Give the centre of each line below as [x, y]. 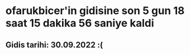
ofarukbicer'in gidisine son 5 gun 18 [95, 11]
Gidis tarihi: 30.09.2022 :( [54, 45]
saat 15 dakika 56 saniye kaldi [80, 23]
